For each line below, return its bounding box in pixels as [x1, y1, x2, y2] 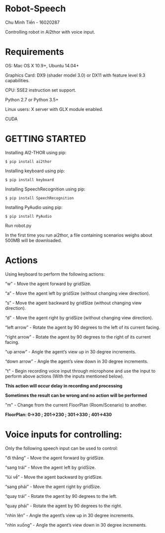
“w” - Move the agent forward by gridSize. [5, 281, 91, 287]
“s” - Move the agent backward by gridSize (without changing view [5, 300, 142, 306]
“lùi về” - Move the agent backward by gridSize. [5, 474, 103, 480]
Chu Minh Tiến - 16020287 [5, 19, 60, 25]
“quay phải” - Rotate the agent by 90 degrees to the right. [5, 503, 123, 509]
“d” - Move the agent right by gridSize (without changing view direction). [5, 315, 153, 321]
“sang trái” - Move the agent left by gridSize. [5, 464, 96, 470]
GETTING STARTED [5, 133, 86, 145]
